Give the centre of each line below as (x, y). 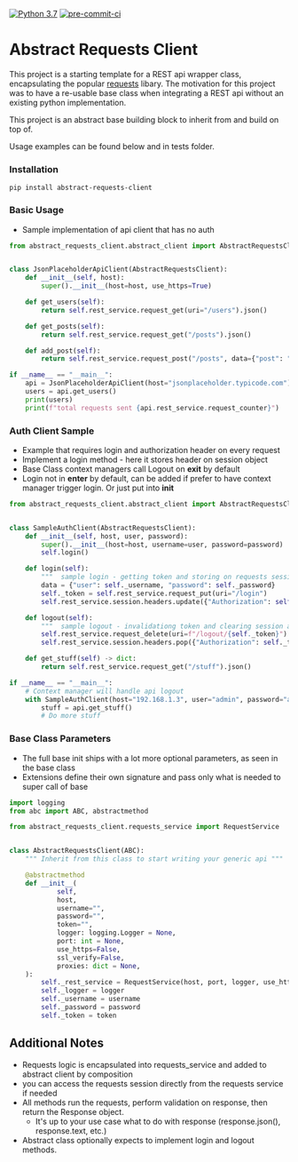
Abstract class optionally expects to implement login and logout (138, 1140)
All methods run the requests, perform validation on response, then (145, 1102)
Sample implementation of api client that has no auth (118, 229)
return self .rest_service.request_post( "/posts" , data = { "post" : (162, 359)
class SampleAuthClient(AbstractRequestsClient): (103, 528)
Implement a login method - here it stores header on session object (145, 459)
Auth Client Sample (52, 431)
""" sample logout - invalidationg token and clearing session (162, 626)
